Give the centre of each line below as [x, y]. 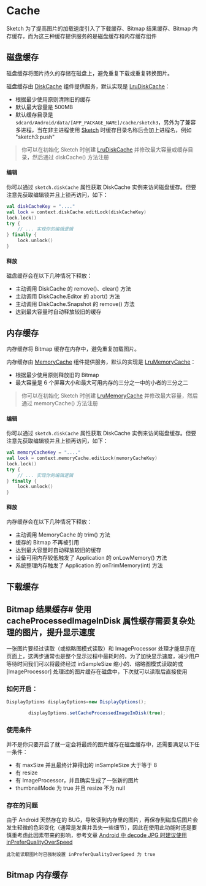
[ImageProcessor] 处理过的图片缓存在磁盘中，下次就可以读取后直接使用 [97, 671]
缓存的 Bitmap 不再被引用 [47, 543]
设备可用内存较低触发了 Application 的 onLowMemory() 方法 [91, 558]
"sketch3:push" [35, 137]
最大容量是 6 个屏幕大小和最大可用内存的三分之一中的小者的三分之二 [102, 382]
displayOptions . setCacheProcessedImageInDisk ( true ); [97, 713]
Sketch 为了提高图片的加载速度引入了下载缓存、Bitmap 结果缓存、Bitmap [99, 28]
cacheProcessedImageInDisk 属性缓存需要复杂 [97, 621]
